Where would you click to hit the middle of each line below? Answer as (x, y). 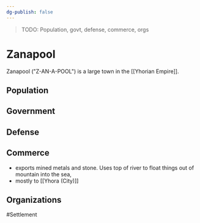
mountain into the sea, (43, 174)
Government (31, 111)
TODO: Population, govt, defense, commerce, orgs (85, 29)
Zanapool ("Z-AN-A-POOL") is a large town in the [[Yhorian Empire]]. (93, 71)
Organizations (34, 200)
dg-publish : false (30, 12)
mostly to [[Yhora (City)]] (47, 181)
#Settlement (22, 214)
